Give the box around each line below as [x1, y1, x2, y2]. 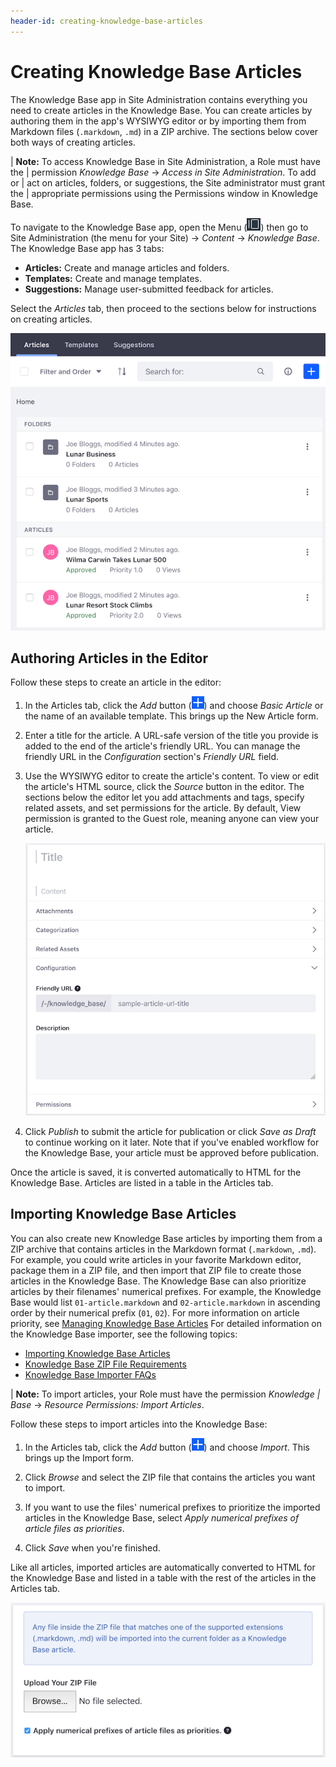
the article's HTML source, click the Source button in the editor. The [24, 781, 305, 793]
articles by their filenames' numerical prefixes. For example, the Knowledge [10, 1285, 322, 1297]
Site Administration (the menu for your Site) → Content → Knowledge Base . [10, 231, 320, 244]
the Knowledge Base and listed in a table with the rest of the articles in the [10, 1571, 317, 1584]
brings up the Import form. [24, 1451, 135, 1464]
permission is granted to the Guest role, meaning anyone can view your [24, 813, 320, 825]
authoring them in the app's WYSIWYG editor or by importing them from [10, 115, 307, 127]
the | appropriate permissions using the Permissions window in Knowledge [10, 187, 318, 199]
